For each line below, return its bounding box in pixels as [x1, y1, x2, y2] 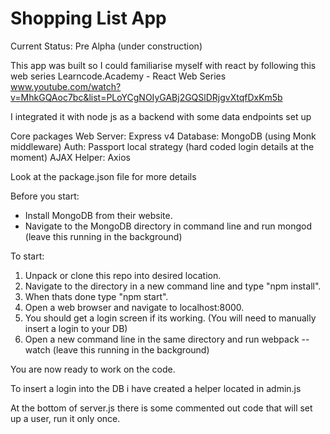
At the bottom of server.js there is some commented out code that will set [10, 402, 313, 414]
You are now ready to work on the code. [10, 363, 176, 375]
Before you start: [10, 190, 80, 202]
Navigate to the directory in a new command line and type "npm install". [24, 280, 322, 292]
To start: [10, 250, 45, 262]
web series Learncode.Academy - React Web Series [10, 70, 227, 82]
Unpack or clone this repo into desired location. [24, 269, 222, 281]
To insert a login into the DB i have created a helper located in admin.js [10, 382, 302, 394]
